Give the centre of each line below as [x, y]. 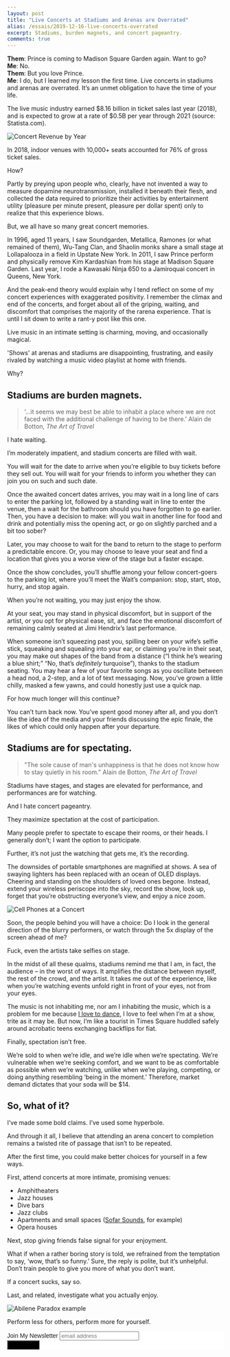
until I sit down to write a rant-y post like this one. [77, 319]
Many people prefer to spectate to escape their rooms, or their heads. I [107, 833]
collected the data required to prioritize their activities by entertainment [108, 199]
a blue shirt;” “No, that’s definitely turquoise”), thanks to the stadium [103, 663]
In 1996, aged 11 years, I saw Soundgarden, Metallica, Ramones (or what [109, 240]
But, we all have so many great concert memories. [78, 226]
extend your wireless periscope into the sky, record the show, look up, [106, 888]
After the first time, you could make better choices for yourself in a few [107, 1156]
